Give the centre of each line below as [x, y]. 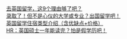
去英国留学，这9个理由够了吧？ [44, 8]
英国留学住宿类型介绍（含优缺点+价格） [55, 23]
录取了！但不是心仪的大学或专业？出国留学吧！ [63, 16]
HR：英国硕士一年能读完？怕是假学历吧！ [57, 30]
